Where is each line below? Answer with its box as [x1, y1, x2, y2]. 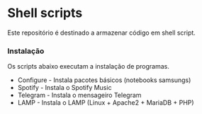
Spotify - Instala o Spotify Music [17, 84, 112, 92]
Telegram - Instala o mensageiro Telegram [17, 91, 142, 100]
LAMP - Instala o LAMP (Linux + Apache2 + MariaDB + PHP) [17, 98, 194, 107]
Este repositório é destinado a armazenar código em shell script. [7, 28, 196, 37]
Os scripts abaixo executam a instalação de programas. [7, 62, 170, 71]
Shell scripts [7, 5, 83, 21]
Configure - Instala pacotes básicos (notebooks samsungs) [17, 76, 191, 84]
